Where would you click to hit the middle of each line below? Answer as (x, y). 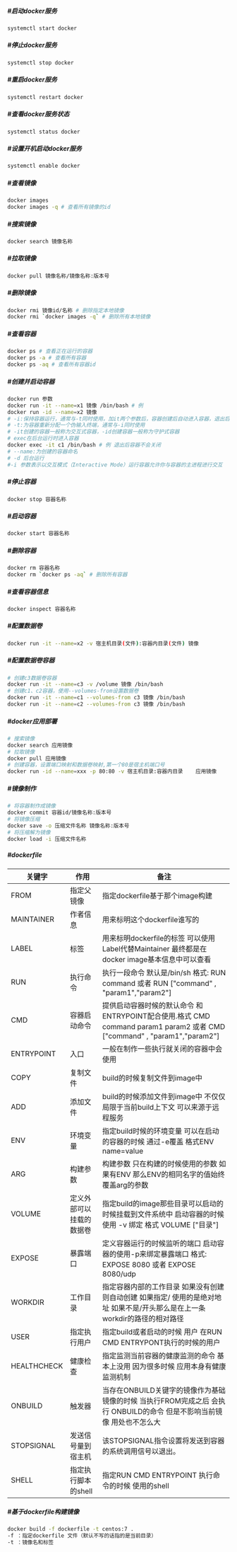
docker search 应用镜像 (40, 745)
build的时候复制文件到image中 (152, 1078)
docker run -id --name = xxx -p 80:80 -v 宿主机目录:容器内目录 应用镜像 (112, 771)
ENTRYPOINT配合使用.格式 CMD (156, 1016)
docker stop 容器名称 (37, 499)
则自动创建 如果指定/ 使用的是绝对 (158, 1297)
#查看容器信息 (28, 592)
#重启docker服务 (32, 80)
